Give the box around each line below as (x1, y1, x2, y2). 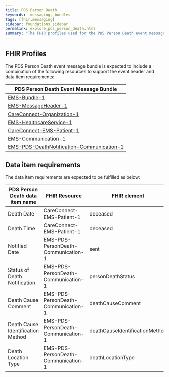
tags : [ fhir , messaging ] (5, 17, 55, 22)
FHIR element (111, 192, 145, 199)
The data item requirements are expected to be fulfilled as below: (5, 174, 141, 180)
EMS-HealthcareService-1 (8, 119, 73, 126)
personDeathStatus (89, 273, 135, 280)
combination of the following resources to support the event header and (5, 68, 154, 74)
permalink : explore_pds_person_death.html (5, 26, 96, 31)
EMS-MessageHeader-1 (8, 102, 68, 109)
